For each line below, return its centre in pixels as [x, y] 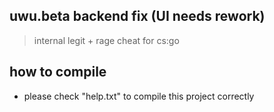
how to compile [58, 72]
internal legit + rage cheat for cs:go [106, 40]
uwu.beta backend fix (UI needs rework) [137, 16]
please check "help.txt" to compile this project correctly [139, 96]
